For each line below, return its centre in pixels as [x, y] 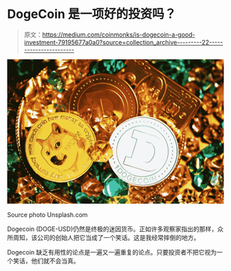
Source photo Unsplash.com [47, 214]
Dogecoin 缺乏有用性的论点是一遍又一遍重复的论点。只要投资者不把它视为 [112, 252]
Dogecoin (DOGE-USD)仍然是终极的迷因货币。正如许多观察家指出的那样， [112, 229]
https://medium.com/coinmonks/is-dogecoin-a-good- [119, 34]
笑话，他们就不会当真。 [46, 261]
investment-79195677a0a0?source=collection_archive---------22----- [123, 42]
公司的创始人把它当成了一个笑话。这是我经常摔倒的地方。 [118, 237]
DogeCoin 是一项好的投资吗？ [92, 14]
